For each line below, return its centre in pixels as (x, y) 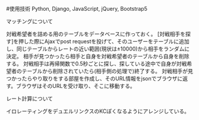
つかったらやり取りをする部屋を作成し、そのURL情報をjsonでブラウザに (94, 78)
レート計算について (30, 99)
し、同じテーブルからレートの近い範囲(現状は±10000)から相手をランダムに (98, 49)
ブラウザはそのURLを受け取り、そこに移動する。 (75, 86)
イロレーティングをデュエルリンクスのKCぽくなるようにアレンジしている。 (98, 111)
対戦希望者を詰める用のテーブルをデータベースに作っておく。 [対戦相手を (96, 34)
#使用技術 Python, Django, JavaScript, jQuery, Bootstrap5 (77, 9)
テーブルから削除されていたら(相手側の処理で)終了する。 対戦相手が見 (107, 71)
